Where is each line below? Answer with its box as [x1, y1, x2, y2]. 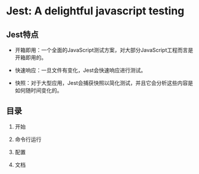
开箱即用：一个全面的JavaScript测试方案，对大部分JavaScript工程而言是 [14, 47, 194, 53]
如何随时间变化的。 [14, 87, 63, 94]
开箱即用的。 [14, 54, 47, 61]
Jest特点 [6, 29, 39, 39]
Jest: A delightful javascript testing [6, 4, 185, 18]
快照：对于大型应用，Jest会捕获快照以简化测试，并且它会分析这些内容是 [14, 80, 193, 86]
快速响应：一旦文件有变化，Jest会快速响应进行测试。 [14, 67, 146, 74]
